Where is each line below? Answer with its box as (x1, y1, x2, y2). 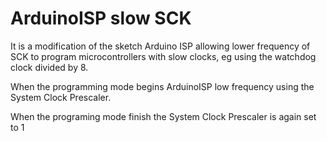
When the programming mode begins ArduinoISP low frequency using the (10, 80, 315, 92)
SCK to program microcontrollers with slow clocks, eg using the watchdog (10, 50, 317, 62)
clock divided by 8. (10, 61, 89, 73)
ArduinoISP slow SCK (10, 7, 192, 30)
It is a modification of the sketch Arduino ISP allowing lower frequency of (10, 40, 311, 52)
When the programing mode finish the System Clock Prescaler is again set (10, 110, 317, 122)
